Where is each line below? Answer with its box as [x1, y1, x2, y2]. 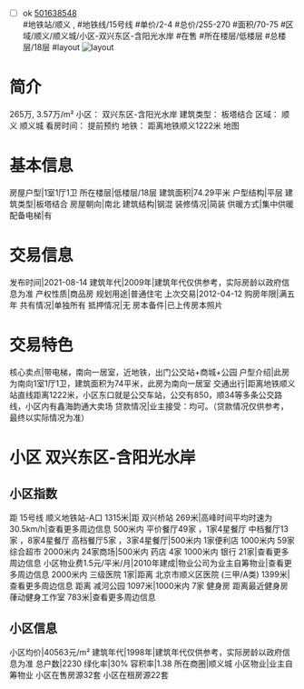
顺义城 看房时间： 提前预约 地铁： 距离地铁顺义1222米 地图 [19, 120, 240, 131]
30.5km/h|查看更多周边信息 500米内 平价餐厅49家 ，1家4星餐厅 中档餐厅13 [9, 523, 289, 534]
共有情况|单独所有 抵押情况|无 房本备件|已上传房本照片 [19, 299, 223, 310]
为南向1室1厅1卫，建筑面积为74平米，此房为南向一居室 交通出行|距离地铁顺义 [9, 377, 296, 389]
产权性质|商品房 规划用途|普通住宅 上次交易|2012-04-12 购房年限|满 [34, 288, 288, 299]
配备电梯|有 [9, 209, 53, 221]
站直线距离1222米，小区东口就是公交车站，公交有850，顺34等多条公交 [9, 389, 275, 400]
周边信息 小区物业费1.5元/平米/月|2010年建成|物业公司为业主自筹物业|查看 [9, 557, 284, 568]
